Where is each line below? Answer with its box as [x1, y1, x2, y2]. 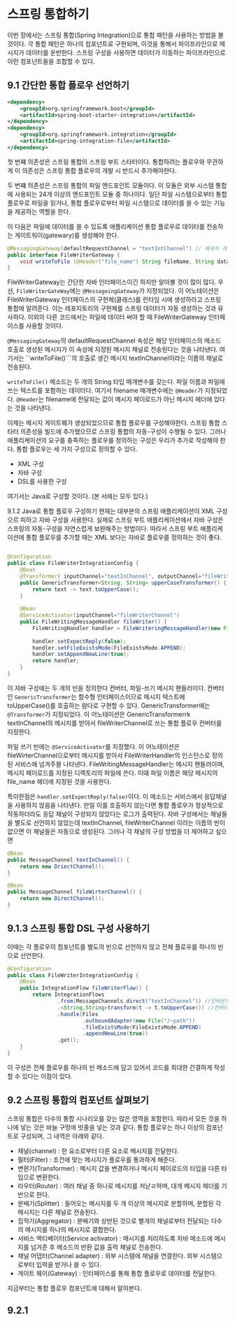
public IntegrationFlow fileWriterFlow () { [20, 985, 149, 992]
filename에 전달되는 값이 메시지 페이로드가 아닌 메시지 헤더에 [45, 395, 213, 404]
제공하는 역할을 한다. [14, 207, 71, 215]
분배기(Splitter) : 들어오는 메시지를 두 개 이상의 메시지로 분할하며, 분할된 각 [17, 1199, 222, 1207]
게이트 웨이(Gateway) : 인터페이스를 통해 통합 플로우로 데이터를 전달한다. [17, 1269, 217, 1277]
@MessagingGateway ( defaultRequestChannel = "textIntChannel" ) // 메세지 [7, 245, 219, 252]
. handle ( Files [57, 1011, 99, 1017]
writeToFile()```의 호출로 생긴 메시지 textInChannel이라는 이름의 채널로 [29, 354, 224, 362]
